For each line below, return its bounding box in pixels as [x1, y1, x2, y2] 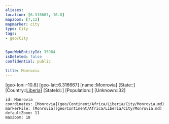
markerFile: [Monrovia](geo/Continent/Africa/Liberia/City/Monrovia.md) [5, 106, 162, 111]
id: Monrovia [5, 97, 33, 102]
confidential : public [5, 59, 51, 64]
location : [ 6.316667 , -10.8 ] [5, 12, 65, 17]
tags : [5, 31, 17, 36]
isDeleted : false [5, 54, 42, 59]
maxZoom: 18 [5, 115, 30, 120]
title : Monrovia [5, 68, 40, 73]
